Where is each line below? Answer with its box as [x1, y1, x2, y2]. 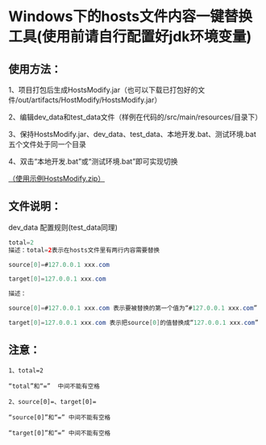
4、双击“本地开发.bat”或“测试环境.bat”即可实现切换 [8, 156, 179, 166]
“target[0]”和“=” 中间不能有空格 [8, 429, 111, 437]
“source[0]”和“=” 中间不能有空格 [8, 413, 111, 422]
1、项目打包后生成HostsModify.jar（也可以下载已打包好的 [8, 85, 198, 94]
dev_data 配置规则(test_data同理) [8, 222, 118, 232]
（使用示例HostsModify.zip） [8, 174, 106, 183]
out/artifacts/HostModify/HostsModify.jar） [18, 95, 162, 105]
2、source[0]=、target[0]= [8, 397, 97, 405]
